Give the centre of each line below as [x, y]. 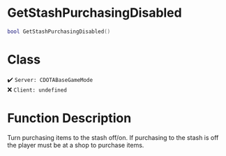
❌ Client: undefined [37, 90]
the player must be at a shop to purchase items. [76, 145]
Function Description [69, 118]
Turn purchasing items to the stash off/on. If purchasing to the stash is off [113, 137]
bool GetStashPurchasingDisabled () [59, 31]
